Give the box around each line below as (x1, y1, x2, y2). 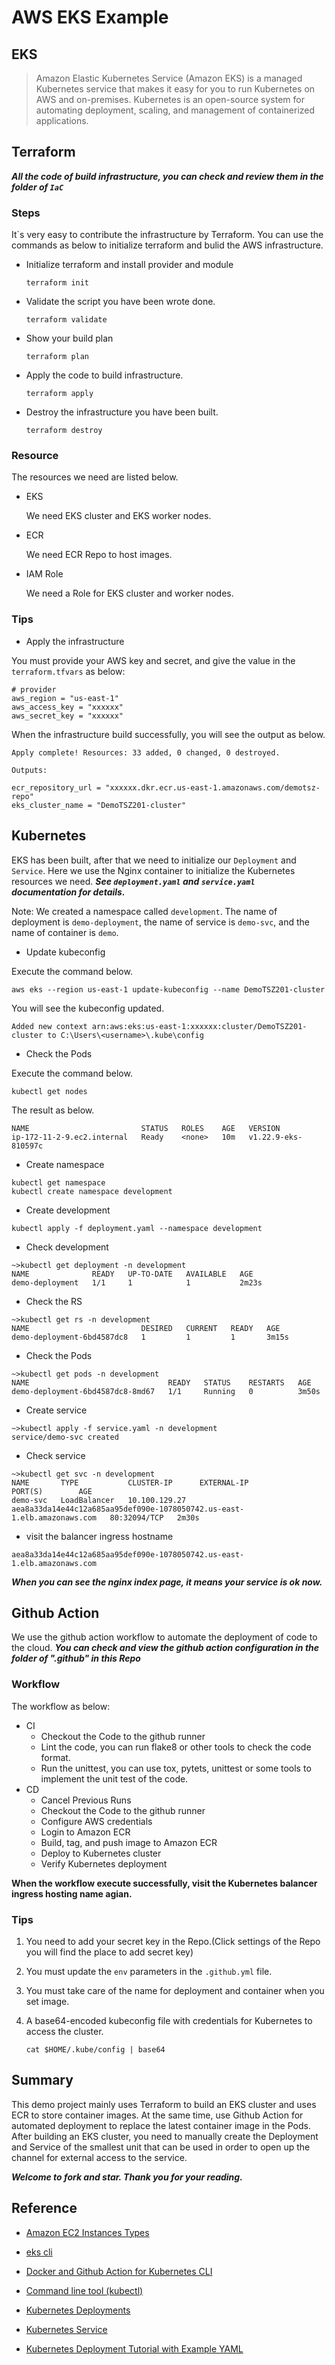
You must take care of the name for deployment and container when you (25, 1984, 325, 1996)
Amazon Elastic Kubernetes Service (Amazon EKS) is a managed (35, 72, 303, 84)
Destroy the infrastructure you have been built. (25, 406, 219, 418)
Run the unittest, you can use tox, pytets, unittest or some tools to (40, 1762, 312, 1774)
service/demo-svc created (11, 1432, 119, 1442)
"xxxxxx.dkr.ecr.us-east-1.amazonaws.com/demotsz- (105, 782, 321, 793)
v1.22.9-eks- (248, 1132, 303, 1142)
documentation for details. (11, 886, 126, 898)
